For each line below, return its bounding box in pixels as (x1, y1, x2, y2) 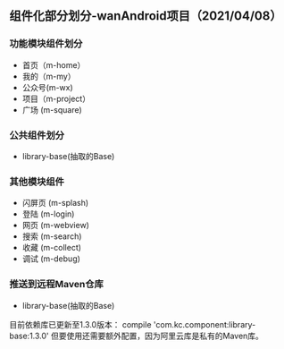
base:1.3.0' (9, 330, 49, 341)
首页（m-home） (21, 59, 86, 70)
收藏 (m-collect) (21, 243, 82, 253)
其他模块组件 (9, 175, 65, 188)
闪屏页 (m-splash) (21, 198, 89, 209)
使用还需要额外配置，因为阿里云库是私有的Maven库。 (66, 330, 263, 341)
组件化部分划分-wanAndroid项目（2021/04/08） (9, 8, 282, 24)
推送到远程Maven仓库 (9, 278, 104, 291)
